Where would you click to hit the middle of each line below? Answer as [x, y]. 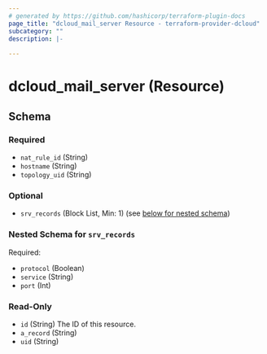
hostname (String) [48, 166]
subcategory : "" [36, 31]
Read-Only [31, 306]
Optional [26, 195]
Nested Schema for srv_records [72, 234]
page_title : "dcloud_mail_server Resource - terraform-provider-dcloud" [134, 24]
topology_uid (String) [56, 175]
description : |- [36, 39]
